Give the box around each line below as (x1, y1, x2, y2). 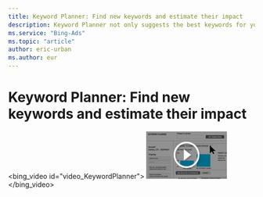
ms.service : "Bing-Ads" (8, 29, 86, 37)
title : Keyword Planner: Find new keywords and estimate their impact (8, 13, 243, 20)
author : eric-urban (8, 45, 72, 54)
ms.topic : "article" (8, 38, 76, 45)
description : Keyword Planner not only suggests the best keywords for (8, 20, 247, 29)
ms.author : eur (8, 54, 58, 62)
